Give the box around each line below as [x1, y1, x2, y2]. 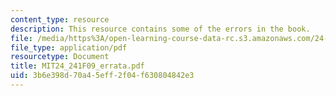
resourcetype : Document [10, 52, 110, 62]
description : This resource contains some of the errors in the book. [10, 24, 311, 34]
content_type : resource [10, 14, 110, 25]
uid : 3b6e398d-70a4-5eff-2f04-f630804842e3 [10, 71, 195, 81]
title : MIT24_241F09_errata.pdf [10, 61, 145, 71]
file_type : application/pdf [10, 42, 128, 53]
